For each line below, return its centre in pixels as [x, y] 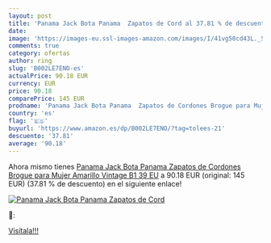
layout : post [30, 16]
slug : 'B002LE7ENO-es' [46, 69]
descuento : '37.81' [41, 136]
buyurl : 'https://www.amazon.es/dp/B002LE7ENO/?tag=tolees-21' [117, 128]
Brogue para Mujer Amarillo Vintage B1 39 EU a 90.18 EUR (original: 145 [127, 175]
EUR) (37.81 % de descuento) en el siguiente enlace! [95, 183]
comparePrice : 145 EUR [46, 98]
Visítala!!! [23, 230]
